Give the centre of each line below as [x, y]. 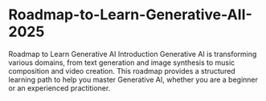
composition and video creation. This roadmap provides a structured [122, 71]
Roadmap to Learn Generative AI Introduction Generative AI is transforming [133, 54]
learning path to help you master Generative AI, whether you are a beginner [133, 79]
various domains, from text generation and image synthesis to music [122, 63]
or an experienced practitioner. [59, 88]
